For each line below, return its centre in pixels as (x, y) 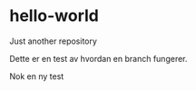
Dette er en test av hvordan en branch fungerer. (98, 58)
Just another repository (54, 41)
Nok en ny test (37, 76)
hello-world (54, 16)
